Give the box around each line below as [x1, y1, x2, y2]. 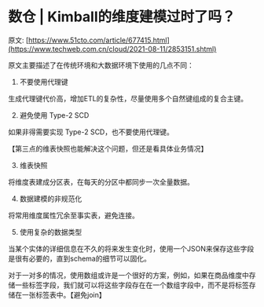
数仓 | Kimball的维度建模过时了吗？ [8, 8, 236, 26]
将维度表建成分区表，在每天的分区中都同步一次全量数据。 [8, 177, 194, 186]
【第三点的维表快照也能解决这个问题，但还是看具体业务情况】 [8, 144, 208, 153]
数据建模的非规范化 [19, 194, 82, 203]
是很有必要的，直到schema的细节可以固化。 [8, 254, 151, 263]
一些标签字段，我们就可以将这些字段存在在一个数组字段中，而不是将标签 [14, 280, 249, 290]
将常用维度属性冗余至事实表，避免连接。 [8, 210, 139, 220]
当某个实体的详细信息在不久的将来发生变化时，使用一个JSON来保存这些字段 [8, 243, 255, 253]
